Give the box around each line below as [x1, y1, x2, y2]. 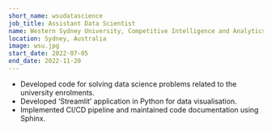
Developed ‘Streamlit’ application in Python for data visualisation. [19, 96, 237, 106]
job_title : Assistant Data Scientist [8, 19, 136, 27]
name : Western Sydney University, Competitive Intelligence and [8, 27, 230, 35]
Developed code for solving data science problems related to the [19, 78, 237, 89]
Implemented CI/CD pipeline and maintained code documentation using [19, 104, 259, 114]
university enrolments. [19, 87, 96, 97]
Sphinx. [19, 113, 46, 123]
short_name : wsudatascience [8, 11, 104, 20]
